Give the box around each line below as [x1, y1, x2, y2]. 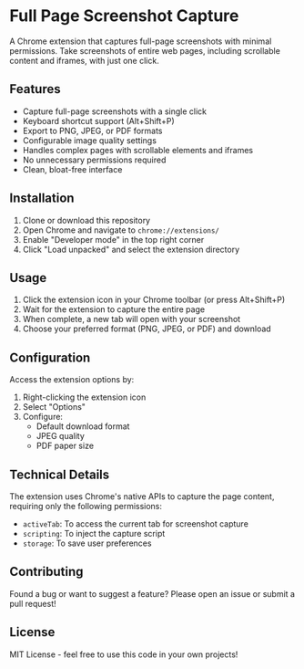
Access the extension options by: [9, 374, 135, 385]
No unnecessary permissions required [22, 154, 167, 165]
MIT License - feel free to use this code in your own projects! [9, 649, 238, 660]
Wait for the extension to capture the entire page [22, 304, 206, 315]
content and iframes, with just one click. [9, 55, 159, 66]
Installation [9, 191, 75, 206]
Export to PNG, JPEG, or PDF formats [22, 125, 163, 136]
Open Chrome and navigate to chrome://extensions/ [22, 225, 220, 235]
